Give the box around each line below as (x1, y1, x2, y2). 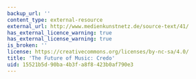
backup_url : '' (7, 10, 51, 17)
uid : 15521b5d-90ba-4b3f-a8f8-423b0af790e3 (7, 61, 134, 68)
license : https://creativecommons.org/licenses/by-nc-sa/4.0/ (7, 49, 189, 56)
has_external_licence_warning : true (7, 29, 112, 36)
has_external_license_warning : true (7, 36, 112, 43)
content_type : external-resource (7, 16, 103, 23)
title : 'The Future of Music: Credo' (7, 55, 116, 62)
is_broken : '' (7, 42, 48, 49)
